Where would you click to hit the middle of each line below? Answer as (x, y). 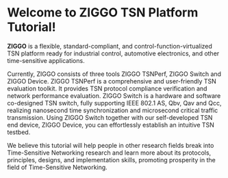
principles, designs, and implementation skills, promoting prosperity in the (111, 160)
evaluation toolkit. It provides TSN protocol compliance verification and (107, 88)
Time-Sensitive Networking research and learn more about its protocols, (109, 153)
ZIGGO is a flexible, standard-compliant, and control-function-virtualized (110, 46)
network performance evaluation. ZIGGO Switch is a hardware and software (114, 96)
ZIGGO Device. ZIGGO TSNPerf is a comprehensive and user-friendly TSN (112, 81)
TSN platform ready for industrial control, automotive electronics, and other (113, 53)
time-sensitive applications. (46, 60)
